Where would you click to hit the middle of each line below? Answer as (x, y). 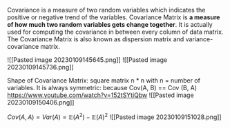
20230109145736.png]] (40, 67)
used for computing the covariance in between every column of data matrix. (115, 32)
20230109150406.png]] (41, 102)
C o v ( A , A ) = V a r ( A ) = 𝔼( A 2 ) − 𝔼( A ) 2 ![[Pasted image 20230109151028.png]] (115, 116)
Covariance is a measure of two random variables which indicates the (106, 10)
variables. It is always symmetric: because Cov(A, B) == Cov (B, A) (102, 88)
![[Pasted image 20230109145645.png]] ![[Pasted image (87, 60)
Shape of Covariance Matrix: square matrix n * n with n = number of (104, 81)
